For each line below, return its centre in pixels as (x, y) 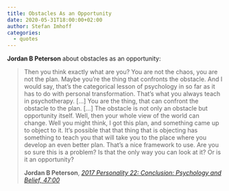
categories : (24, 33)
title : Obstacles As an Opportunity (59, 13)
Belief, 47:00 (42, 180)
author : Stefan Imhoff (39, 26)
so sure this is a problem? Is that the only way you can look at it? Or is (122, 153)
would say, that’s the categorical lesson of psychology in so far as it (120, 87)
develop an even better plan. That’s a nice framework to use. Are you (121, 145)
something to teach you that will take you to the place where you (115, 137)
